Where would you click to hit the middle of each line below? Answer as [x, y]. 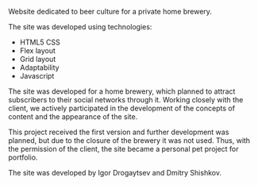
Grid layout [38, 59]
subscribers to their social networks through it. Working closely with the [126, 100]
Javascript [37, 76]
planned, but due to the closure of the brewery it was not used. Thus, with [129, 141]
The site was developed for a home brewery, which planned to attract [122, 91]
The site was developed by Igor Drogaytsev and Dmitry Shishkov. [115, 173]
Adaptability [39, 67]
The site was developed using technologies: [80, 27]
